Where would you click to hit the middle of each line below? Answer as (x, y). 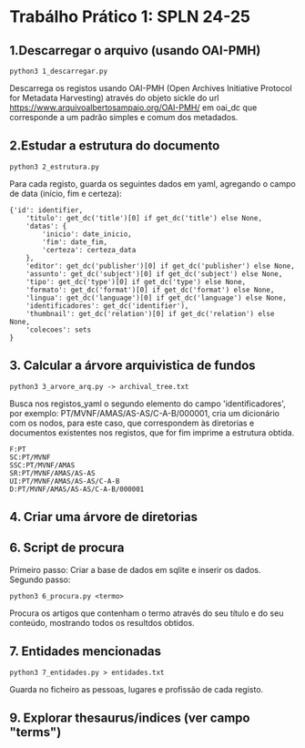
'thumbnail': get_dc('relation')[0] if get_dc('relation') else (150, 313)
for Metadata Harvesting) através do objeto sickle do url (115, 98)
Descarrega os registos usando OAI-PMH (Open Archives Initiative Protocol (151, 88)
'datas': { (46, 226)
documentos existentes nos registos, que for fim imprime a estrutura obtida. (152, 432)
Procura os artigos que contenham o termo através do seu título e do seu (147, 613)
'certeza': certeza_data (89, 250)
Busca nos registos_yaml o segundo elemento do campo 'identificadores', (148, 404)
